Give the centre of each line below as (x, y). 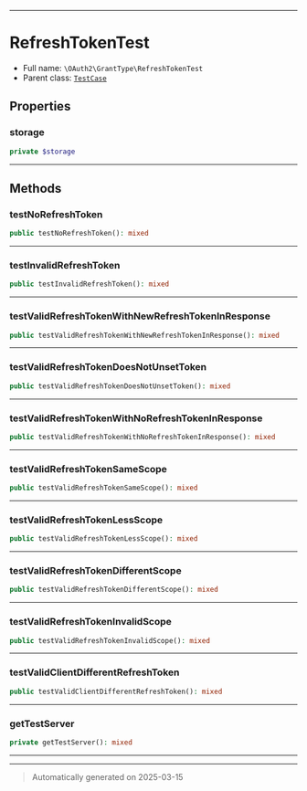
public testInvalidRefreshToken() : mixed (90, 284)
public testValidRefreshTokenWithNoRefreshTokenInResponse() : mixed (143, 437)
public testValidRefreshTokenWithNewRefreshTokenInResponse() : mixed (145, 335)
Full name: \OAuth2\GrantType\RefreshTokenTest (113, 68)
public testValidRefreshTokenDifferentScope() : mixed (114, 590)
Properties (40, 106)
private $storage (42, 152)
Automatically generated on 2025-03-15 (107, 776)
